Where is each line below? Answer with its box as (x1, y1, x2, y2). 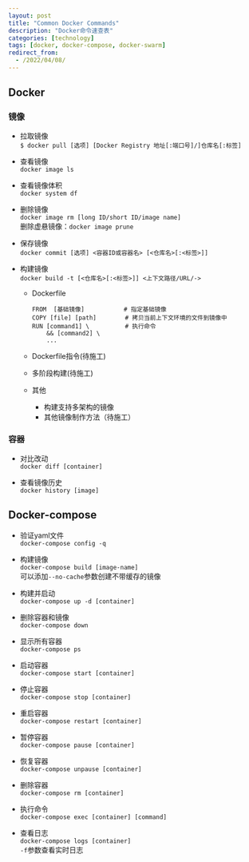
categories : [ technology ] (8, 34, 94, 42)
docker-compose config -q (19, 539, 106, 547)
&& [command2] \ (46, 329, 101, 337)
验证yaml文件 (19, 530, 65, 540)
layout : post (8, 11, 52, 20)
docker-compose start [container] (19, 669, 135, 677)
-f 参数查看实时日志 (19, 844, 84, 855)
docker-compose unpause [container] (19, 765, 142, 773)
